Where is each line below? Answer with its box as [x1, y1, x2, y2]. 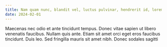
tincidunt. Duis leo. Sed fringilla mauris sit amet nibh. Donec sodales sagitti [5, 36, 158, 42]
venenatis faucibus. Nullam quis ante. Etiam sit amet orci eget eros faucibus [5, 31, 161, 37]
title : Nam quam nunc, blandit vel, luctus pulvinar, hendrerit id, [5, 7, 150, 12]
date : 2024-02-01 [5, 12, 41, 17]
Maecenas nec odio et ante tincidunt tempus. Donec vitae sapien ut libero [5, 25, 157, 31]
